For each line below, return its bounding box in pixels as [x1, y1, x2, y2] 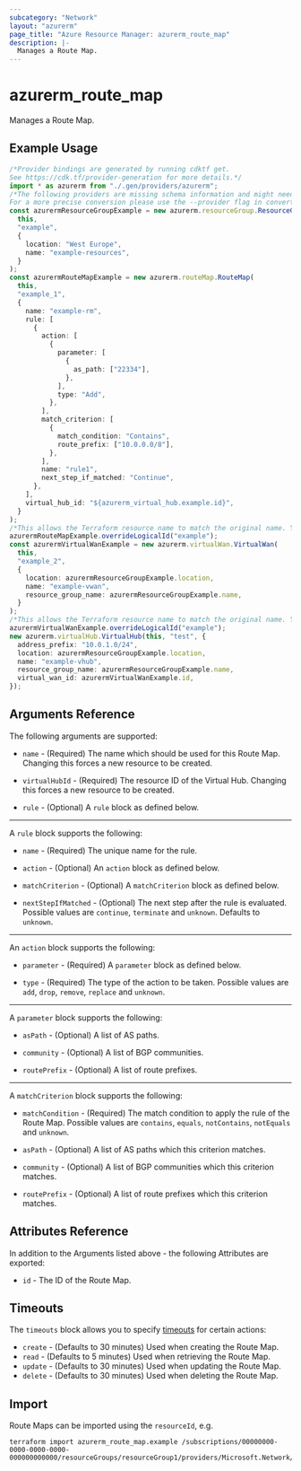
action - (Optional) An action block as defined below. [21, 862, 220, 873]
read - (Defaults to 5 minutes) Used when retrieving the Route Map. [21, 1352, 271, 1362]
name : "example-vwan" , [25, 582, 110, 591]
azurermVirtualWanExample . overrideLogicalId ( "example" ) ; [9, 624, 227, 633]
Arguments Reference [9, 706, 136, 722]
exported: [9, 1257, 46, 1268]
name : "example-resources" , [25, 248, 130, 257]
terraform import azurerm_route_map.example [9, 1438, 178, 1447]
